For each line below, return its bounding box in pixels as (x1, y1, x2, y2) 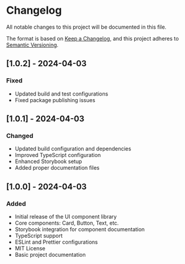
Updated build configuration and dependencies (14, 145, 131, 152)
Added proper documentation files (14, 164, 100, 171)
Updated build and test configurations (14, 90, 109, 97)
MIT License (14, 245, 46, 251)
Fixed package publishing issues (14, 96, 95, 103)
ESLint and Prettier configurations (14, 238, 98, 245)
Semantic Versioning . (6, 41, 58, 48)
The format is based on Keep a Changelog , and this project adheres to (6, 35, 179, 42)
